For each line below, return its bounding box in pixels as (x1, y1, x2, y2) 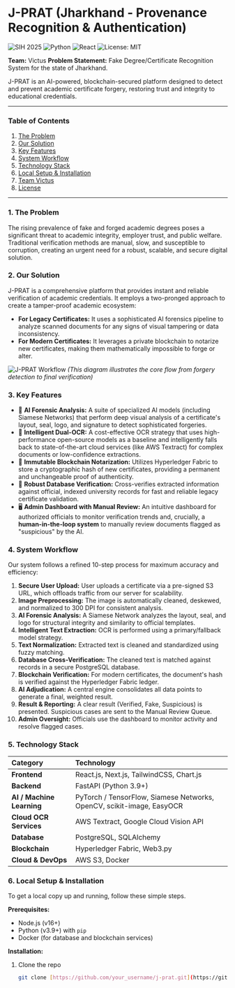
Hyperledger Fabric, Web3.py (75, 844, 173, 853)
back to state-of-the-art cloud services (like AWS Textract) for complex (17, 443, 224, 451)
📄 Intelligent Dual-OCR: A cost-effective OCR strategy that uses (17, 428, 203, 436)
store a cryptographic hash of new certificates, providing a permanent (17, 465, 220, 473)
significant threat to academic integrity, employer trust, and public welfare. (8, 231, 222, 239)
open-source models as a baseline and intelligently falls (57, 436, 218, 444)
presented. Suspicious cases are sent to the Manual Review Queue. (17, 708, 212, 716)
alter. (17, 351, 33, 360)
